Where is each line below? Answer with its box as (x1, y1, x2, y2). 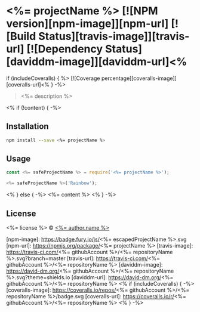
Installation (6, 121, 49, 132)
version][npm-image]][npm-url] (6, 17, 169, 30)
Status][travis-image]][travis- (38, 30, 190, 43)
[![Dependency (26, 42, 103, 56)
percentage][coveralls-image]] (101, 75, 177, 82)
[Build (6, 30, 36, 43)
